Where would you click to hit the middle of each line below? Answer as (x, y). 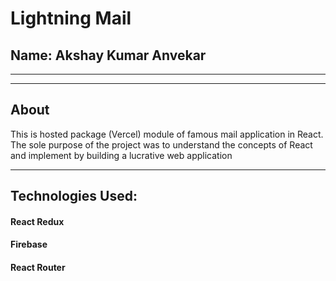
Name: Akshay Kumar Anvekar (108, 55)
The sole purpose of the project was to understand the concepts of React (161, 144)
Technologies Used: (74, 196)
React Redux (37, 221)
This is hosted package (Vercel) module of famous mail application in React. (167, 134)
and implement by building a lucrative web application (121, 155)
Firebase (29, 244)
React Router (38, 267)
